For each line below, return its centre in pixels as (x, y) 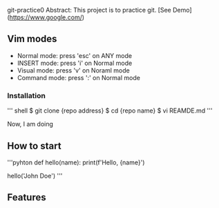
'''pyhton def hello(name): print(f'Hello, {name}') (76, 162)
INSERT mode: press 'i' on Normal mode (75, 63)
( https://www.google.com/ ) (46, 17)
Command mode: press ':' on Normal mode (78, 77)
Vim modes (32, 39)
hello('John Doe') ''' (35, 176)
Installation (27, 95)
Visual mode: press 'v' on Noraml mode (73, 70)
